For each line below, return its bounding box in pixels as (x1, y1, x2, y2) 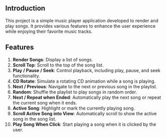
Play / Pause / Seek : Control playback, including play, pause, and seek (12, 67, 161, 73)
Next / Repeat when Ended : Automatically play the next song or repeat (12, 94, 161, 100)
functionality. (12, 73, 40, 79)
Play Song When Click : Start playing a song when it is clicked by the (12, 121, 156, 127)
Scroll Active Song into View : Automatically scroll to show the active (12, 110, 157, 116)
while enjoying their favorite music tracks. (5, 28, 93, 35)
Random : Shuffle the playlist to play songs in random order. (12, 89, 137, 95)
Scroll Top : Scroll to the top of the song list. (12, 62, 104, 68)
